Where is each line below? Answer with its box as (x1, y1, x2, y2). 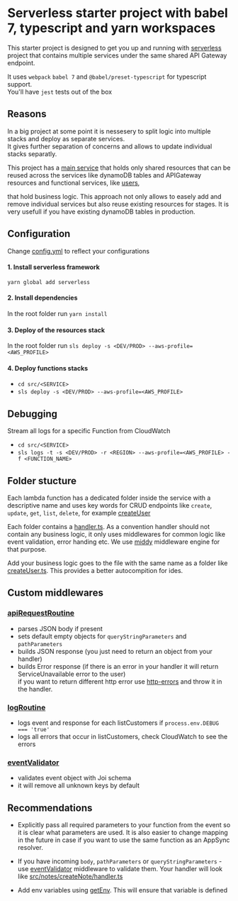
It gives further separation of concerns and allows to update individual (7, 142, 212, 151)
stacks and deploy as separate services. (7, 134, 125, 143)
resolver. (17, 843, 44, 852)
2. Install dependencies (7, 293, 78, 302)
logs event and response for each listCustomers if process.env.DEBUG (17, 719, 220, 727)
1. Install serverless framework (7, 263, 101, 271)
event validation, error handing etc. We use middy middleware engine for (7, 537, 220, 546)
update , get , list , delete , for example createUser (7, 509, 151, 517)
